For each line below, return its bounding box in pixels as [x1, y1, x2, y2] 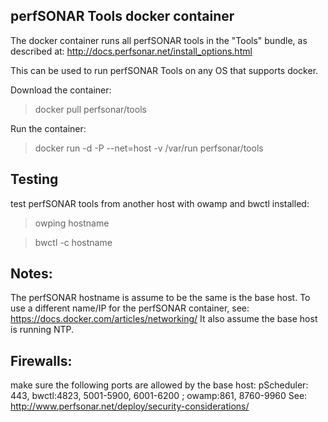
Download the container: [10, 84, 112, 96]
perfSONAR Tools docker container [10, 8, 235, 25]
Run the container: [10, 122, 87, 134]
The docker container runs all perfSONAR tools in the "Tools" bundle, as [10, 34, 308, 46]
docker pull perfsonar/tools [34, 103, 147, 115]
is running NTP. [10, 324, 75, 336]
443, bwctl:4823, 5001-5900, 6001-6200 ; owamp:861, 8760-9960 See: [10, 390, 308, 402]
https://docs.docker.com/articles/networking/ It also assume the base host [10, 313, 318, 325]
